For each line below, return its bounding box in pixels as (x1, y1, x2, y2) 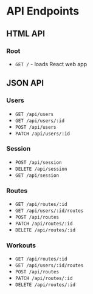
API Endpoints (6, 4, 80, 18)
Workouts (6, 241, 36, 250)
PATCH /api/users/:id (15, 131, 70, 137)
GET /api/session (15, 172, 60, 179)
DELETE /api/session (15, 166, 67, 172)
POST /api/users (15, 124, 57, 130)
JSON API (6, 78, 44, 89)
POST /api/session (15, 159, 62, 165)
